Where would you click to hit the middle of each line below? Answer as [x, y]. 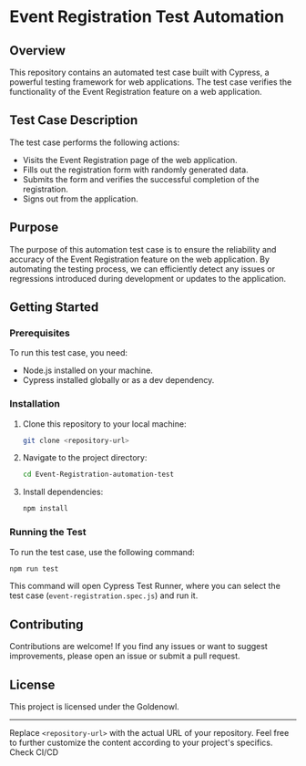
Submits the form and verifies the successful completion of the [141, 179]
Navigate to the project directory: [85, 458]
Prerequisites [40, 333]
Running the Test [48, 533]
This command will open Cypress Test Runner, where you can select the [145, 586]
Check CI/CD [34, 752]
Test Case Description [74, 120]
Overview [38, 51]
